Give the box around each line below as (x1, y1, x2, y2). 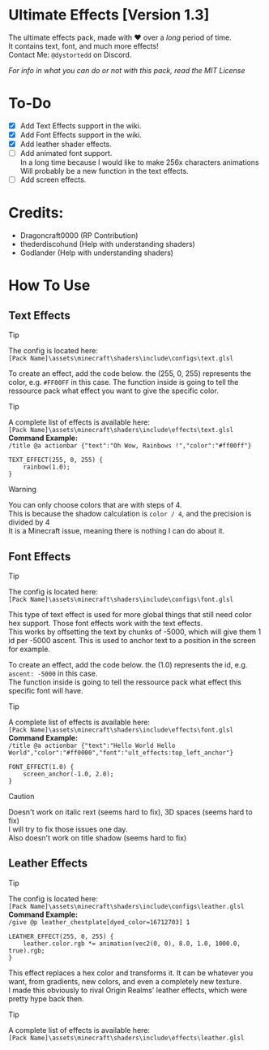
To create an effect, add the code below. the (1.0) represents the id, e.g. (8, 659, 248, 669)
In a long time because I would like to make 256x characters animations (19, 158, 259, 167)
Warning (8, 485, 36, 495)
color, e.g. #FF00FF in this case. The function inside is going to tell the (8, 378, 239, 387)
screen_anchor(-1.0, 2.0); (23, 770, 114, 778)
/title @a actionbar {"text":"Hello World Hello (8, 741, 176, 750)
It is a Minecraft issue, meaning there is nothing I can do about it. (8, 526, 225, 536)
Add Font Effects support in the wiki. (19, 130, 142, 140)
